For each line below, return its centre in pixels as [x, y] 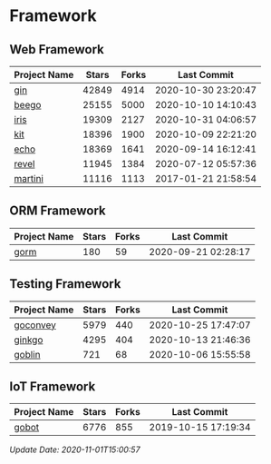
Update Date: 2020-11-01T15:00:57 [75, 449]
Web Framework [57, 49]
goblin [27, 354]
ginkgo [29, 340]
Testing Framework [65, 284]
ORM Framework [58, 211]
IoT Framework [53, 387]
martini [29, 178]
